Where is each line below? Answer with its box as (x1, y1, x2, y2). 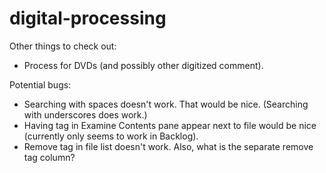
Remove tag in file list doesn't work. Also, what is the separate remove (23, 140, 314, 152)
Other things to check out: (9, 40, 117, 52)
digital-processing (9, 7, 167, 30)
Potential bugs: (9, 78, 72, 91)
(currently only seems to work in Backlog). (23, 130, 199, 142)
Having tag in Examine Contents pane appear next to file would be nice (23, 119, 317, 131)
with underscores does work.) (23, 108, 148, 121)
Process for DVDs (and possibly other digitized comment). (23, 59, 264, 71)
